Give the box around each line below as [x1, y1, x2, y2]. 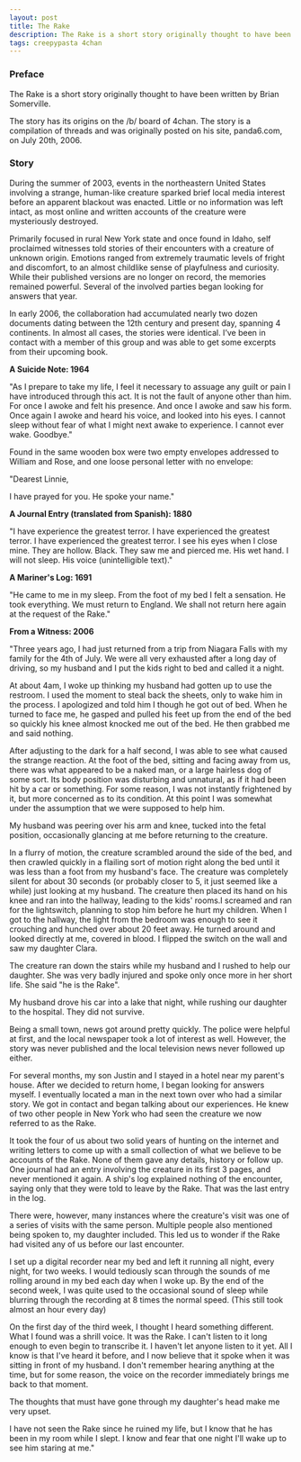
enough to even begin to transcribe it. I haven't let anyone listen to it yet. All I [9, 1340, 293, 1351]
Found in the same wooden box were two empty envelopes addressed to [9, 447, 279, 457]
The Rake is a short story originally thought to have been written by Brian [9, 88, 280, 99]
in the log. [9, 1192, 47, 1203]
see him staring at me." [9, 1442, 95, 1453]
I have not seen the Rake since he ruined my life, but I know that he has [9, 1423, 273, 1434]
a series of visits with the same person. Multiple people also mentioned [9, 1219, 272, 1230]
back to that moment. [9, 1378, 89, 1389]
